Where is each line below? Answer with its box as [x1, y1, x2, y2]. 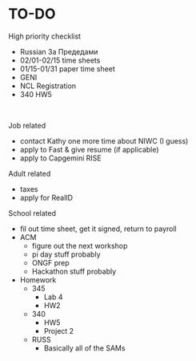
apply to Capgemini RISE [19, 153, 102, 163]
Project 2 [43, 326, 74, 335]
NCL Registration [19, 81, 77, 91]
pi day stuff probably [31, 249, 102, 259]
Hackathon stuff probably [31, 266, 117, 276]
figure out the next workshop [31, 241, 128, 250]
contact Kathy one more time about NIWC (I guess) [19, 136, 189, 145]
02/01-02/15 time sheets [19, 55, 101, 65]
